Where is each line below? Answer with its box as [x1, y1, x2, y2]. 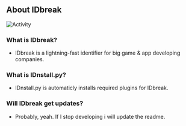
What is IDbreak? [6, 35, 58, 44]
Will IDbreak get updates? [6, 99, 84, 107]
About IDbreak [6, 5, 62, 15]
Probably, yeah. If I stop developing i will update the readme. [14, 113, 166, 120]
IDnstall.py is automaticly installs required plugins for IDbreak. [14, 84, 169, 92]
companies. [14, 56, 45, 63]
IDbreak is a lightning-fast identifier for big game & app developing [14, 49, 181, 56]
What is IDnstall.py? [6, 71, 66, 79]
